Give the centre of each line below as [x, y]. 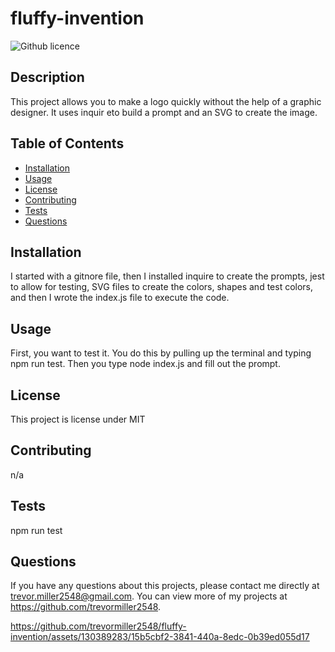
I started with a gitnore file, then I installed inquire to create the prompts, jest [167, 276]
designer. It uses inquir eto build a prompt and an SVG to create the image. [164, 112]
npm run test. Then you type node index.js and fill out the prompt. [145, 364]
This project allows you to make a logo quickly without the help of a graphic [166, 101]
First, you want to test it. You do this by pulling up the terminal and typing [161, 353]
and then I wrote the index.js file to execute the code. [120, 298]
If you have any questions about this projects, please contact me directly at [165, 586]
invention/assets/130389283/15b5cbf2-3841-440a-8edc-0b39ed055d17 [160, 637]
